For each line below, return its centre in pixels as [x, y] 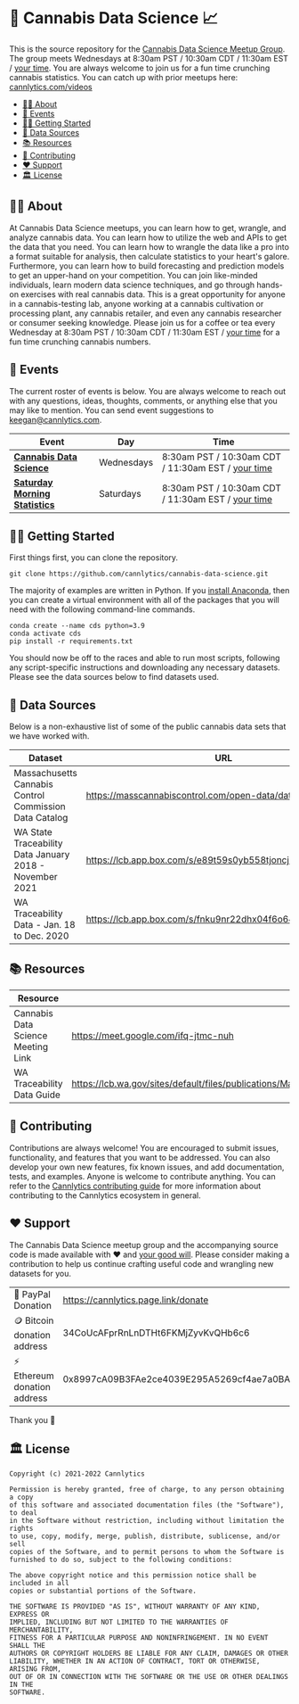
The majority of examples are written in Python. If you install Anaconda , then [149, 591]
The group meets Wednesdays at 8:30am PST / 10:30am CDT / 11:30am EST [149, 58]
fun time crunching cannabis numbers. [80, 342]
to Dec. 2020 [41, 936]
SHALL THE [28, 1646]
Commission [40, 807]
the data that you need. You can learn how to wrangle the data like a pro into [149, 246]
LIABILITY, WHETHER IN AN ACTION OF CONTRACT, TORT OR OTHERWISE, [135, 1661]
